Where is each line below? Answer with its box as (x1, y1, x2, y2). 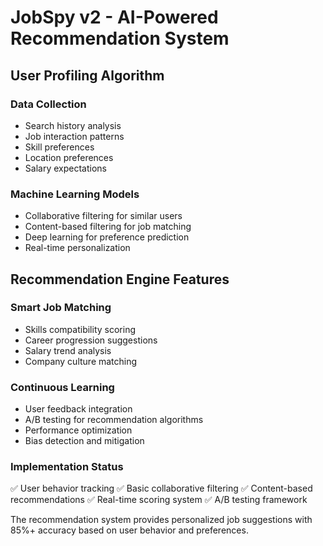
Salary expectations (24, 162, 107, 174)
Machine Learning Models (10, 187, 140, 201)
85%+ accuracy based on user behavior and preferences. (10, 524, 249, 536)
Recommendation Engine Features (10, 271, 230, 288)
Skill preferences (24, 141, 95, 153)
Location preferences (24, 151, 114, 163)
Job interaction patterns (24, 130, 125, 142)
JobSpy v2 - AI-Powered (10, 6, 219, 29)
